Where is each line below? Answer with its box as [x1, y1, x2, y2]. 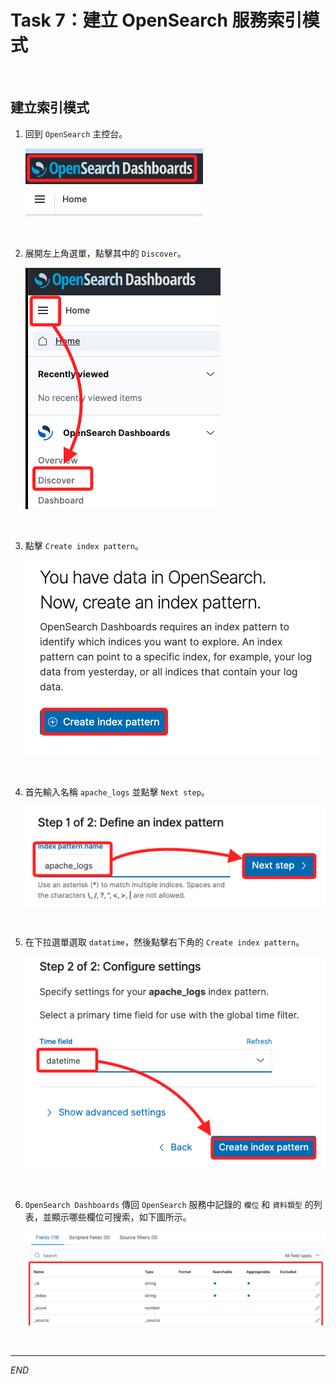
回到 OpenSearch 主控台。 [24, 127, 128, 140]
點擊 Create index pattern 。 [24, 539, 144, 551]
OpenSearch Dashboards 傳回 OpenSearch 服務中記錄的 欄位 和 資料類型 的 [24, 1198, 314, 1210]
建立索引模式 [10, 99, 90, 116]
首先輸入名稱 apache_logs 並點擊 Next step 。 [24, 786, 210, 798]
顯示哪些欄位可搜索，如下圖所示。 [51, 1211, 192, 1223]
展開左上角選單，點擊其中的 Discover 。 [24, 247, 187, 259]
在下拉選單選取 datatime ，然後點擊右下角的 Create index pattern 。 [24, 936, 305, 948]
